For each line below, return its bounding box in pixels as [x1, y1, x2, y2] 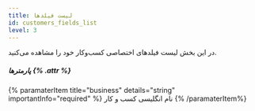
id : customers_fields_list [8, 19, 97, 27]
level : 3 [8, 26, 37, 34]
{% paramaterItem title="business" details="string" [8, 86, 176, 95]
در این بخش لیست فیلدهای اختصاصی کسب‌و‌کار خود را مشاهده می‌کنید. [8, 48, 217, 57]
